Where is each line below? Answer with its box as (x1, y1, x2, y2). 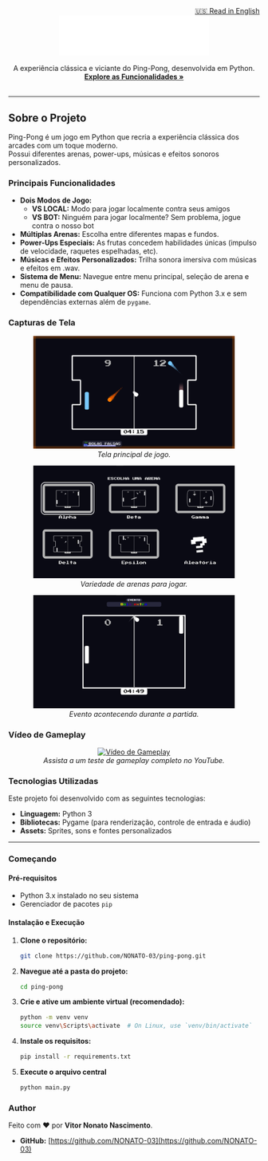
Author (8, 1102, 37, 1113)
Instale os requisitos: (19, 1037, 92, 1046)
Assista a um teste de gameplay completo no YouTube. (43, 756, 225, 765)
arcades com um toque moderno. (8, 141, 118, 150)
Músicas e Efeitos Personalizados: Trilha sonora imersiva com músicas (19, 255, 257, 265)
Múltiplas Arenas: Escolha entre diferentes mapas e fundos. (19, 230, 219, 239)
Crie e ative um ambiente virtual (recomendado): (19, 997, 185, 1006)
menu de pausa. (19, 281, 73, 290)
